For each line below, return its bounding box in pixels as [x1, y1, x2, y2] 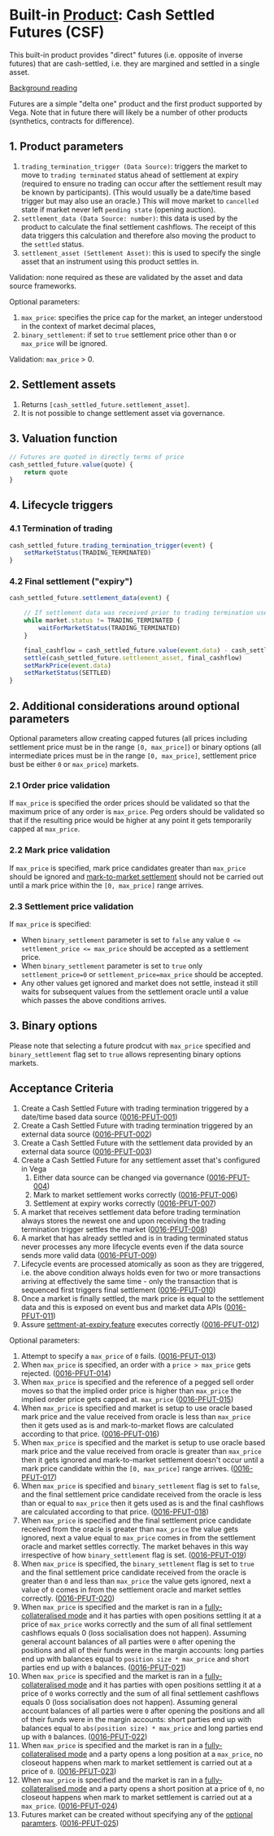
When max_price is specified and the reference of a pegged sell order [20, 1377, 254, 1387]
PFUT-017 [20, 1472, 55, 1482]
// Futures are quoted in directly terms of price [9, 454, 185, 462]
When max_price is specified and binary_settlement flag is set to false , [20, 1480, 260, 1491]
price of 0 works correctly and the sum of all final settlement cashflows [20, 1688, 259, 1698]
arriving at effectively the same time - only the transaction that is [20, 1276, 238, 1286]
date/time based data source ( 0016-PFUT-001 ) [20, 1111, 178, 1121]
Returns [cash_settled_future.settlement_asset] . [20, 399, 190, 409]
